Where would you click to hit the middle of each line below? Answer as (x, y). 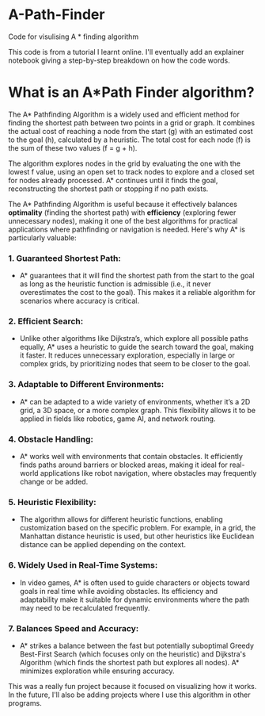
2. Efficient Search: (46, 321)
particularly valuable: (42, 237)
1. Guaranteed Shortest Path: (64, 258)
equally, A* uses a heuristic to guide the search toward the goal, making (137, 347)
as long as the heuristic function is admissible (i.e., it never (115, 284)
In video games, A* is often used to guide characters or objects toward (135, 582)
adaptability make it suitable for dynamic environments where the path (134, 599)
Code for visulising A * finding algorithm (74, 36)
